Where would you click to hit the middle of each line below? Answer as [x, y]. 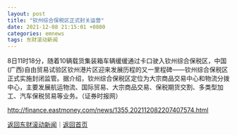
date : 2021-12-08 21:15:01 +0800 [56, 27]
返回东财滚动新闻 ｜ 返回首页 [48, 124]
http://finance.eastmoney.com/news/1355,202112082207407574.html [108, 110]
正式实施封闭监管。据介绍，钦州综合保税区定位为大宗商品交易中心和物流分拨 [119, 79]
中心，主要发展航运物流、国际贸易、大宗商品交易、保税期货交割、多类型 [112, 87]
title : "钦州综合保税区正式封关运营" [56, 20]
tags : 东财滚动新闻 [33, 40]
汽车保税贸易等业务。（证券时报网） [71, 96]
